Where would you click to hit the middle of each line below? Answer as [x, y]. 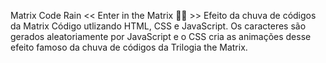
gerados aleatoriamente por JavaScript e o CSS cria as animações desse [161, 36]
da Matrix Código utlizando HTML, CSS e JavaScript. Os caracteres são [158, 26]
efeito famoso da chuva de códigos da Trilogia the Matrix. [129, 47]
